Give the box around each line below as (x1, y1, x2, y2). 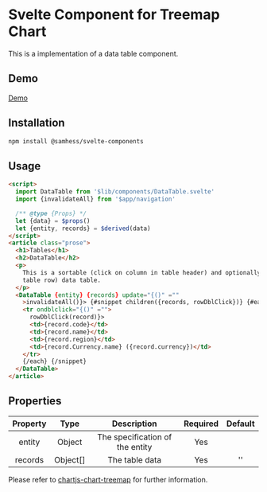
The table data (106, 454, 161, 465)
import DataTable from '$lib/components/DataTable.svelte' (15, 188, 215, 196)
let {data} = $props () (15, 217, 91, 225)
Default (226, 418, 255, 429)
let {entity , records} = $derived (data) (15, 225, 151, 232)
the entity (116, 441, 153, 452)
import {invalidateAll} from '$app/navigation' (15, 195, 176, 203)
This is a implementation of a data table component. (8, 49, 179, 58)
